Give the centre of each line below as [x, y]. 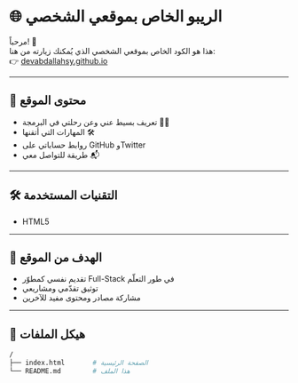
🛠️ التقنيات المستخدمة [63, 196]
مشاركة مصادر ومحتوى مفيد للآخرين [82, 298]
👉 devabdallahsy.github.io [59, 60]
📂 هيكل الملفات [47, 334]
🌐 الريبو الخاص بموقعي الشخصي [116, 16]
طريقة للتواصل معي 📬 [61, 155]
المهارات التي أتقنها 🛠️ [59, 132]
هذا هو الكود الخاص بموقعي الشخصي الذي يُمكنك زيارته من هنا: [112, 51]
